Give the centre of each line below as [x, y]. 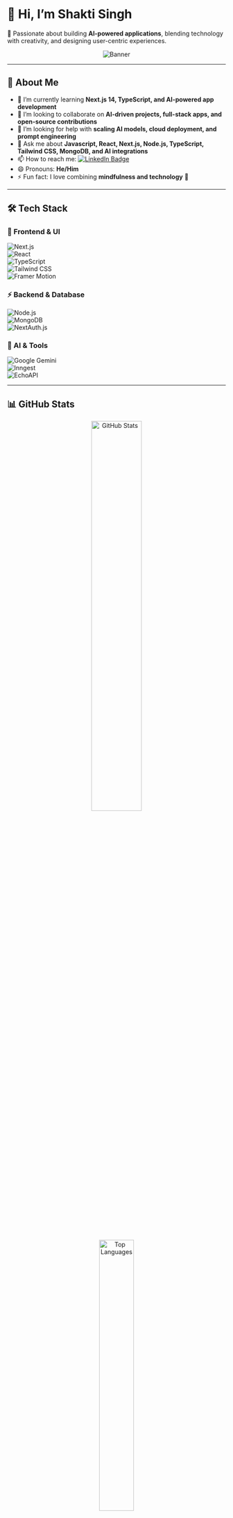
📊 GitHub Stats [41, 405]
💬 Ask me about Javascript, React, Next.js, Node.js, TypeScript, [111, 143]
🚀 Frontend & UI [34, 232]
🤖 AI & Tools [28, 345]
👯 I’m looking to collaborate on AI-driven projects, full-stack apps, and [119, 114]
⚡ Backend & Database [46, 295]
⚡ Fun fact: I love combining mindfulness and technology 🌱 [103, 176]
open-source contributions [57, 122]
